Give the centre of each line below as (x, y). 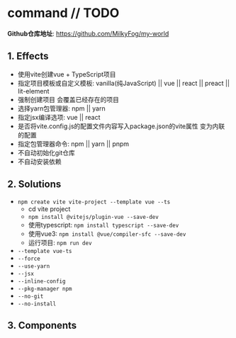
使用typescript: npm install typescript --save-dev (103, 225)
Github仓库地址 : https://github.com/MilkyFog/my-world (88, 33)
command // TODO (63, 13)
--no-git (30, 296)
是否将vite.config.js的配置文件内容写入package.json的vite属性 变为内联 (121, 126)
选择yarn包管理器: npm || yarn (61, 108)
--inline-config (41, 281)
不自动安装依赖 (39, 162)
